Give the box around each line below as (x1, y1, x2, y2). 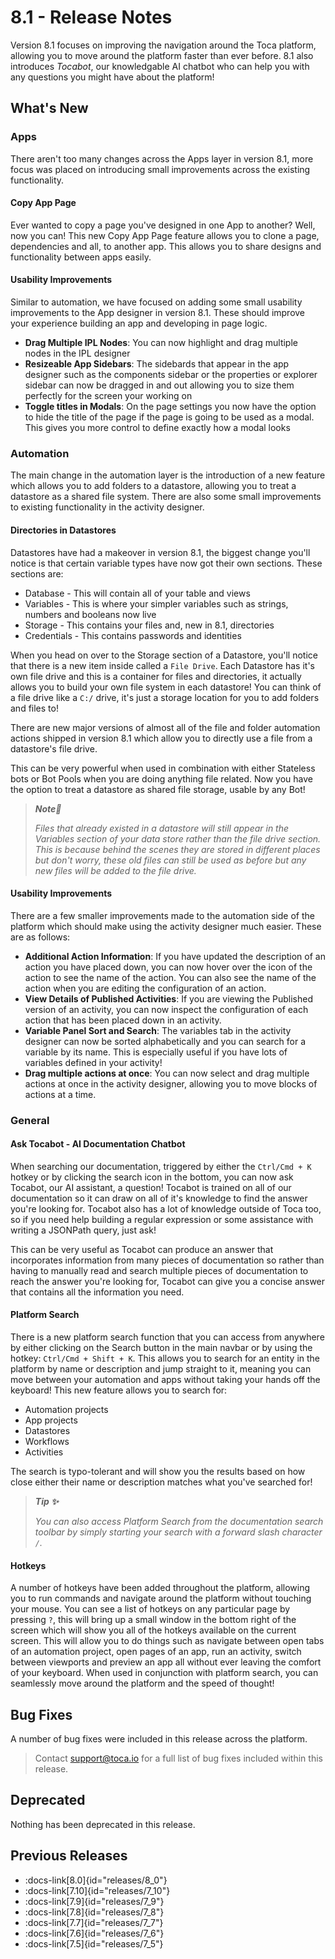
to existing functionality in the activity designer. (10, 501, 205, 513)
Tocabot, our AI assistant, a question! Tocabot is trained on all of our (10, 1181, 292, 1193)
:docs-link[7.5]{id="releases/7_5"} (24, 1937, 164, 1950)
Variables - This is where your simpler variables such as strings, (24, 597, 289, 610)
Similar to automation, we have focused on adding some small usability (10, 296, 303, 308)
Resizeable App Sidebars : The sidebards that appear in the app (24, 358, 290, 370)
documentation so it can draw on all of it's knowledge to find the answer (10, 1192, 308, 1204)
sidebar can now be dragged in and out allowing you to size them (24, 379, 295, 391)
